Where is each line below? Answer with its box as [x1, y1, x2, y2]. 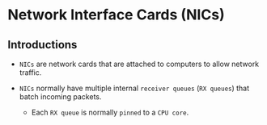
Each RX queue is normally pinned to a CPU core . [31, 107, 189, 117]
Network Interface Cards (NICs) [7, 6, 226, 24]
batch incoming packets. [19, 92, 102, 102]
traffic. [19, 68, 42, 77]
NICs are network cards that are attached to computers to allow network [19, 59, 260, 69]
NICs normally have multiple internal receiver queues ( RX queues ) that [19, 83, 250, 93]
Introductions [7, 38, 78, 52]
